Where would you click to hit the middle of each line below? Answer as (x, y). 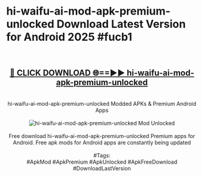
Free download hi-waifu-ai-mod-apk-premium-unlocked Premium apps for (102, 136)
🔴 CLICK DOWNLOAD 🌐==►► (67, 73)
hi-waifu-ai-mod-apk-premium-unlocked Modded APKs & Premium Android (102, 103)
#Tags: (102, 155)
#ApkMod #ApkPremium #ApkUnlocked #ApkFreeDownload (102, 162)
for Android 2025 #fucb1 (69, 37)
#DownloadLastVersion (102, 168)
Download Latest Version (121, 24)
